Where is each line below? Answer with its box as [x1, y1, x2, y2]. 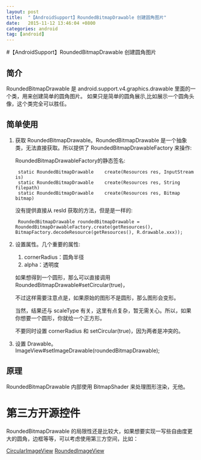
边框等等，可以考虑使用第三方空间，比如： [32, 435, 139, 442]
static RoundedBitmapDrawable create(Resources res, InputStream [18, 169, 194, 175]
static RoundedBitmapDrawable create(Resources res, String [18, 179, 180, 186]
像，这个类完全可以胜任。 [6, 100, 70, 107]
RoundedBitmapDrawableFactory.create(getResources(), [14, 224, 153, 230]
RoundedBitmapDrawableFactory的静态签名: [14, 157, 126, 164]
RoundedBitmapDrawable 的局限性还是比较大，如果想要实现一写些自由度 [6, 427, 188, 435]
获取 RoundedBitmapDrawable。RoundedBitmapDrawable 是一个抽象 [14, 136, 187, 143]
